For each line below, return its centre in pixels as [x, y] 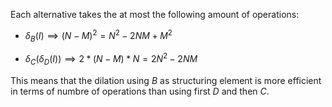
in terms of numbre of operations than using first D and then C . [140, 91]
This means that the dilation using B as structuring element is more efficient [166, 80]
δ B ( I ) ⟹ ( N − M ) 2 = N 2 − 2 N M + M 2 [98, 36]
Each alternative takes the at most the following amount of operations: [155, 14]
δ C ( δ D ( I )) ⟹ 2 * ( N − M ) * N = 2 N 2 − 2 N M [111, 59]
